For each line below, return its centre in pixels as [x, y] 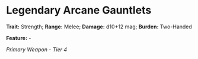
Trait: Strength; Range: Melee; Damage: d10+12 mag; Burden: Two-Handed [99, 27]
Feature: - [19, 38]
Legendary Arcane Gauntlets [79, 10]
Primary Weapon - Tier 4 [37, 49]
